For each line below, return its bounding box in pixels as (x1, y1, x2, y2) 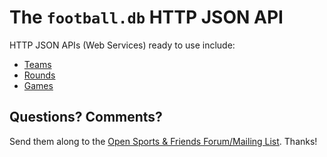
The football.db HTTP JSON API (9, 6, 284, 29)
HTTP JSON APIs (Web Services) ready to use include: (9, 39, 236, 51)
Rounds (23, 69, 56, 81)
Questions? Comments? (9, 109, 163, 126)
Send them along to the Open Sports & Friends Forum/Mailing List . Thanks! (9, 135, 318, 147)
